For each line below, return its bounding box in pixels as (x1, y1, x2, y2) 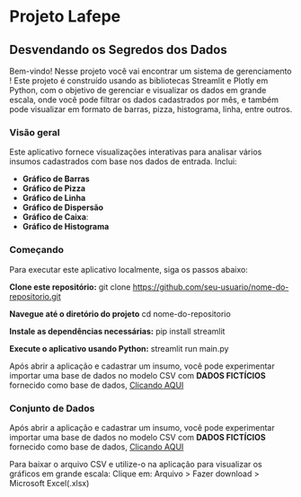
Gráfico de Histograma (22, 222, 110, 232)
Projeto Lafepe (9, 6, 121, 27)
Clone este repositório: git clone (9, 281, 131, 292)
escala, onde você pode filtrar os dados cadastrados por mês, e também (9, 94, 279, 105)
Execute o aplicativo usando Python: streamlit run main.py (9, 343, 229, 353)
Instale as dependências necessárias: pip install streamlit (9, 326, 226, 336)
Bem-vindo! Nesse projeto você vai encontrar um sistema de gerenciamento (9, 65, 292, 76)
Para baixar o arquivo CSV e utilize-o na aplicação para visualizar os (9, 458, 262, 469)
